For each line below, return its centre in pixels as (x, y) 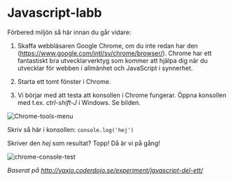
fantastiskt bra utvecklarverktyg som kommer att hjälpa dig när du (112, 60)
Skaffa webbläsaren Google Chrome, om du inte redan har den (107, 45)
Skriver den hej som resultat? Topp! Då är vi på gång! (84, 143)
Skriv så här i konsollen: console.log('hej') (71, 129)
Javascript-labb (55, 13)
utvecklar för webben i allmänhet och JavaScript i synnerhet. (105, 68)
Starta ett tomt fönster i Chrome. (64, 81)
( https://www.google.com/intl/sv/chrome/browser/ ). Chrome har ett (114, 53)
